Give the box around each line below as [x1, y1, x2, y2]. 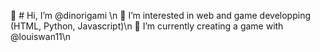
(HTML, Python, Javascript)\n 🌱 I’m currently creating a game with [10, 20, 284, 32]
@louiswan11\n [10, 31, 72, 42]
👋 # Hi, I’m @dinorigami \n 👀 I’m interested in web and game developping [10, 10, 311, 21]
